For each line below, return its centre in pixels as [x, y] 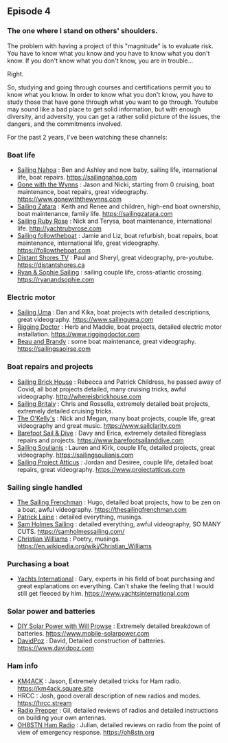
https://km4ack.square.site [55, 688]
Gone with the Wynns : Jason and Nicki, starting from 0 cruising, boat [116, 184]
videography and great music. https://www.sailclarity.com [99, 425]
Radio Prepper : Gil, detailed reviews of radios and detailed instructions [117, 710]
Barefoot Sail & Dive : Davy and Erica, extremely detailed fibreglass [112, 433]
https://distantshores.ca [51, 265]
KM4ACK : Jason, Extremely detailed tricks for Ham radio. [99, 681]
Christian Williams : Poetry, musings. [69, 539]
